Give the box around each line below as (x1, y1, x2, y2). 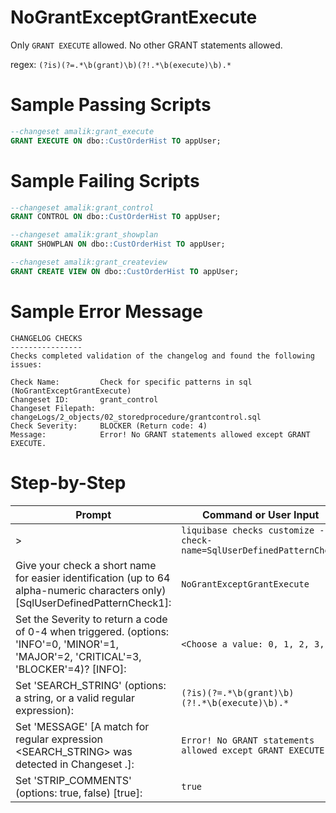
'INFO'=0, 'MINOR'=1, (15, 637, 119, 651)
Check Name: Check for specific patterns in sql (10, 377, 253, 387)
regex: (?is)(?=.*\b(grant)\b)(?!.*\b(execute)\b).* (10, 58, 232, 70)
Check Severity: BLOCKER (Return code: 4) (10, 421, 208, 431)
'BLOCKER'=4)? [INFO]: (15, 662, 127, 676)
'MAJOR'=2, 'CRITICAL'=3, (15, 649, 142, 663)
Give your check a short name (15, 558, 157, 572)
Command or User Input (201, 507, 320, 521)
